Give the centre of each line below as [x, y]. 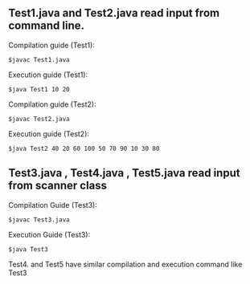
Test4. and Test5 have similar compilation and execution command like [125, 264]
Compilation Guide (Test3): [53, 205]
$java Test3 [28, 249]
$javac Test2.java [39, 119]
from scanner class [57, 186]
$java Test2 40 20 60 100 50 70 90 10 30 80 [84, 148]
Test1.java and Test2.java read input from [114, 13]
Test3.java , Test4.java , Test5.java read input [124, 173]
